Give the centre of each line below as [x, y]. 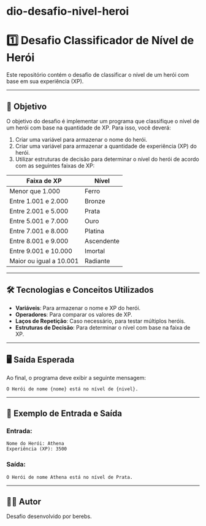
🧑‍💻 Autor [24, 501]
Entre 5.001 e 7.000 [39, 221]
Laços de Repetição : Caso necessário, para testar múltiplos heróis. [100, 321]
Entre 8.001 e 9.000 [39, 241]
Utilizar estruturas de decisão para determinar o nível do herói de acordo [107, 159]
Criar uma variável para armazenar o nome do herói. [81, 139]
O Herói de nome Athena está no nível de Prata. [70, 477]
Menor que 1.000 [35, 191]
